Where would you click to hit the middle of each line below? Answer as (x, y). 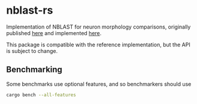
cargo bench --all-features (41, 95)
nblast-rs (30, 10)
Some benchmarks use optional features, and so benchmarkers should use (99, 84)
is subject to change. (32, 51)
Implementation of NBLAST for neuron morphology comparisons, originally (99, 27)
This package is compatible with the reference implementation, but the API (98, 45)
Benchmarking (34, 70)
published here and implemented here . (54, 33)
